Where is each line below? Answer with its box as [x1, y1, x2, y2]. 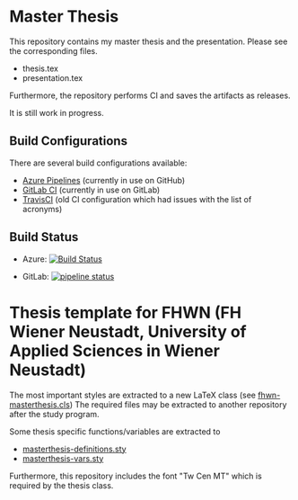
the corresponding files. [9, 45, 98, 56]
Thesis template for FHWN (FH [9, 302, 242, 323]
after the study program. [9, 408, 101, 419]
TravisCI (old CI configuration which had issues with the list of [22, 193, 252, 204]
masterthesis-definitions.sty [22, 443, 127, 454]
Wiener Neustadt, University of [9, 321, 247, 342]
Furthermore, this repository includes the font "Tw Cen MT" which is [9, 470, 262, 481]
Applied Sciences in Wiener [9, 340, 220, 361]
